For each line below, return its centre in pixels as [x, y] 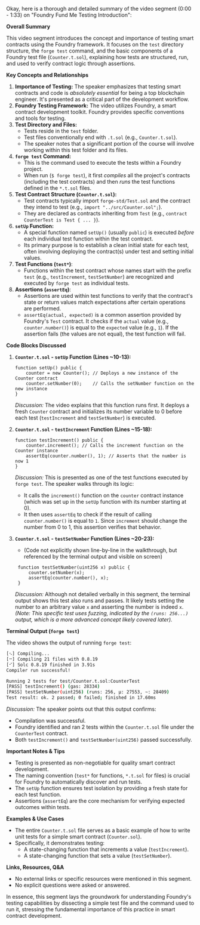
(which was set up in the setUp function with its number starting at [105, 502]
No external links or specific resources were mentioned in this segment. [103, 879]
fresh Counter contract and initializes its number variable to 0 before [99, 411]
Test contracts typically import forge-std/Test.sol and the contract [107, 201]
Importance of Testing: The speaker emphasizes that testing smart [98, 87]
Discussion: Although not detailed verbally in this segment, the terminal [102, 594]
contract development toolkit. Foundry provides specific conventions [99, 112]
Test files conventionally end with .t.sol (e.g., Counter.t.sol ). [101, 137]
